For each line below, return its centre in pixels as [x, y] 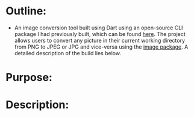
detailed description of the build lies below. [68, 53]
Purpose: [29, 78]
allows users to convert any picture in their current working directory [99, 40]
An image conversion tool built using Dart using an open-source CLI [99, 28]
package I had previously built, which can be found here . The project [100, 34]
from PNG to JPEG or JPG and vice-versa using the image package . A [101, 47]
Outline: [26, 11]
